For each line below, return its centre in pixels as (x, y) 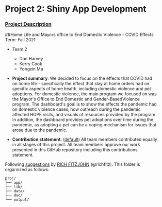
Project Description (28, 24)
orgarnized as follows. (27, 170)
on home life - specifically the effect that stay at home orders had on (81, 84)
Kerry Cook (31, 64)
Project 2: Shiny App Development (76, 9)
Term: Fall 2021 (20, 40)
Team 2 (20, 49)
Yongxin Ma (31, 69)
